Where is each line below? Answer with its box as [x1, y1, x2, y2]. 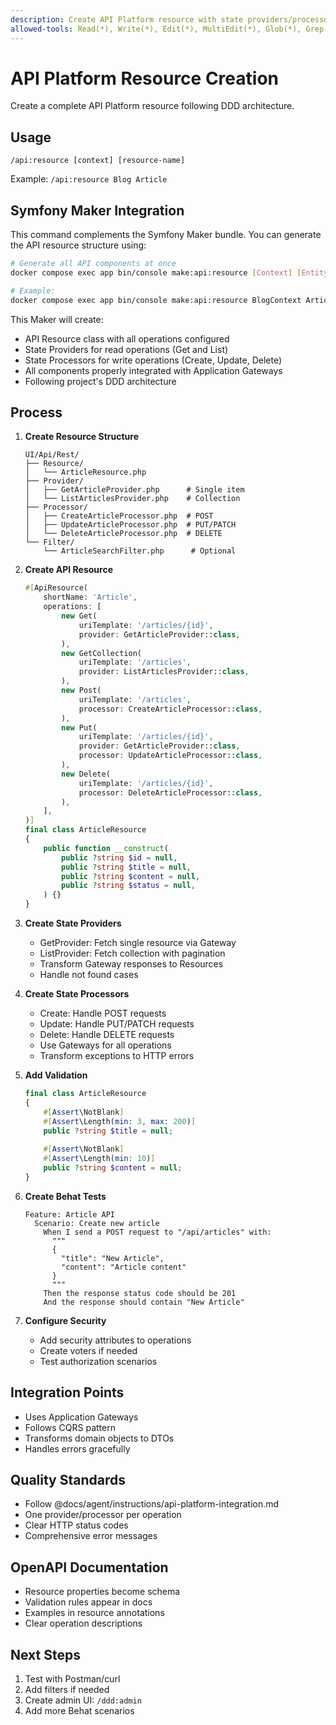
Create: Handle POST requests [39, 1007, 167, 1019]
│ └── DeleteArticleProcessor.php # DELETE [24, 529, 223, 539]
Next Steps [10, 1646, 81, 1663]
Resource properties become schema [24, 1586, 181, 1598]
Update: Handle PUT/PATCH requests [39, 1018, 195, 1030]
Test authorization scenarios [39, 1355, 158, 1367]
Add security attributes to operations [39, 1334, 192, 1346]
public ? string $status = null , [61, 881, 196, 891]
